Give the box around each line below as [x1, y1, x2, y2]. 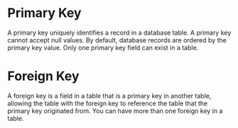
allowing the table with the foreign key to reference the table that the [7, 99, 208, 107]
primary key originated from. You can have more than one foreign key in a [7, 106, 223, 115]
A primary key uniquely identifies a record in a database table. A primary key [7, 28, 232, 37]
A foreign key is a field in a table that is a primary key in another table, [7, 91, 212, 100]
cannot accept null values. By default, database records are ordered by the [7, 35, 227, 44]
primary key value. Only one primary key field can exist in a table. [7, 43, 199, 52]
